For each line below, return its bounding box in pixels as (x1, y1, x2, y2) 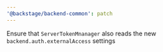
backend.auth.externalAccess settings (6, 36, 116, 45)
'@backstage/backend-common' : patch (6, 10, 113, 17)
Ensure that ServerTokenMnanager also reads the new (6, 29, 157, 37)
